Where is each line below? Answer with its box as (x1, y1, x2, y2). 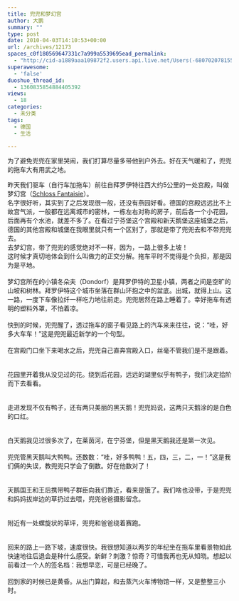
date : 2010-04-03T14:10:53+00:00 (7, 37, 107, 44)
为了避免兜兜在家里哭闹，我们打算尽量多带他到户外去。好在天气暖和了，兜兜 (7, 156, 232, 165)
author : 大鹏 (7, 17, 44, 24)
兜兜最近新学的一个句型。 (53, 330, 129, 338)
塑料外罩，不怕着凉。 (19, 304, 83, 313)
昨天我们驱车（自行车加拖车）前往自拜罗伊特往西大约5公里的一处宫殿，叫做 (7, 181, 230, 189)
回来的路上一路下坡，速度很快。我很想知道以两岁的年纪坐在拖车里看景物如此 (7, 543, 232, 552)
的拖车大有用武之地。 (7, 166, 70, 174)
